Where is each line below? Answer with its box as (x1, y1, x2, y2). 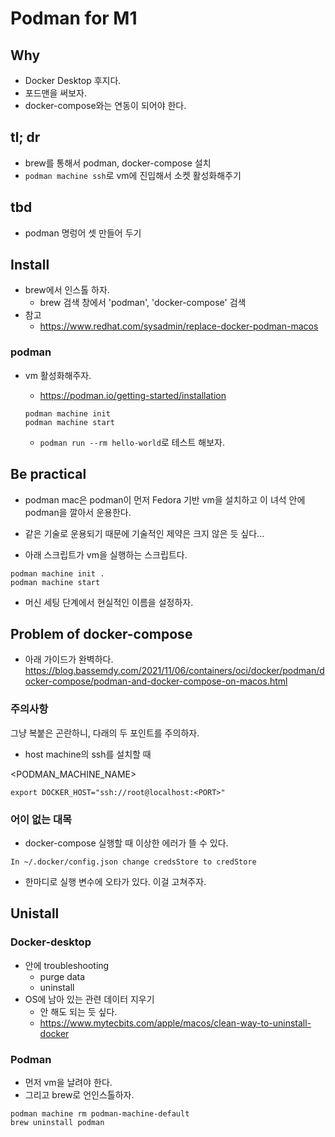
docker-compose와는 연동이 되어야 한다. (24, 100, 187, 111)
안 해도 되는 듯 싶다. (39, 1005, 118, 1017)
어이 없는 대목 (10, 812, 73, 826)
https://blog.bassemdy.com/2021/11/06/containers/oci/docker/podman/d (24, 665, 325, 677)
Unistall (10, 905, 60, 922)
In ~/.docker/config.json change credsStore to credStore (10, 857, 257, 867)
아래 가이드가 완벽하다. (24, 653, 114, 666)
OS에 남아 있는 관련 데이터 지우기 (24, 993, 155, 1005)
